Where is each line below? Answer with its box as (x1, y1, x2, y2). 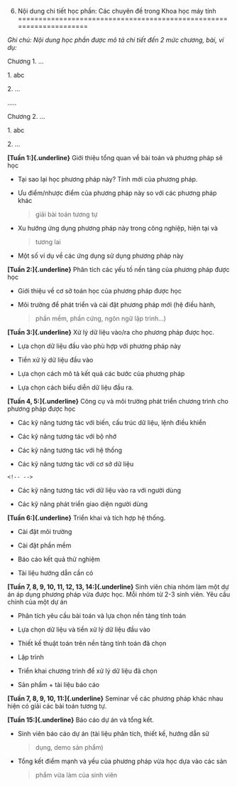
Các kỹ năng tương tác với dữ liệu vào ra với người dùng (17, 486, 182, 494)
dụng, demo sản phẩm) (35, 743, 104, 751)
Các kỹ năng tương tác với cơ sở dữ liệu (17, 460, 134, 468)
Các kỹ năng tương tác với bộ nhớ (17, 432, 117, 441)
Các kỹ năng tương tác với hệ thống (17, 446, 123, 454)
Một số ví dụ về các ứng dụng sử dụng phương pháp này (17, 251, 184, 260)
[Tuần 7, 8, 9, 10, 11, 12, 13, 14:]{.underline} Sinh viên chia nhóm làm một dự (7, 582, 229, 591)
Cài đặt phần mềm (17, 541, 72, 550)
